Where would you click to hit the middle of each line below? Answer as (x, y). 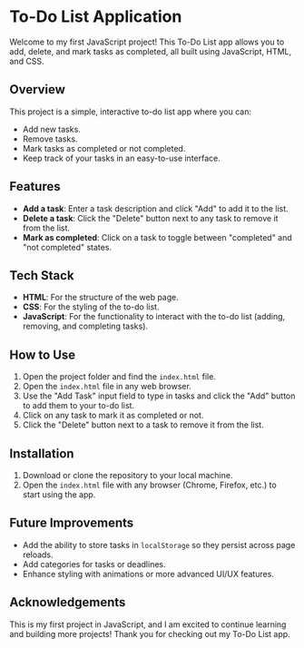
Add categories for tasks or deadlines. (94, 564)
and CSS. (27, 61)
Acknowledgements (68, 602)
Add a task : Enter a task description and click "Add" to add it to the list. (155, 208)
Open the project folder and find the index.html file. (119, 377)
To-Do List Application (96, 17)
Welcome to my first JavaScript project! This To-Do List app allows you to (147, 42)
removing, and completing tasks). (85, 326)
